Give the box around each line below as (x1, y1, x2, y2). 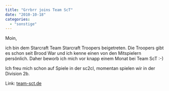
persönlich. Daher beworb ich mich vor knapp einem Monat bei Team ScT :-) (5, 56, 164, 62)
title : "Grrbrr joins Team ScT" (5, 7, 73, 13)
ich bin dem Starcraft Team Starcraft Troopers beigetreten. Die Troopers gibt (5, 45, 164, 51)
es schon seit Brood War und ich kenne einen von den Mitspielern (5, 50, 142, 56)
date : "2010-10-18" (5, 12, 46, 17)
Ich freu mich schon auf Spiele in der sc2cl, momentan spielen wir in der (5, 65, 155, 71)
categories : (5, 17, 30, 22)
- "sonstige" (10, 21, 37, 27)
